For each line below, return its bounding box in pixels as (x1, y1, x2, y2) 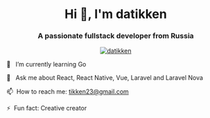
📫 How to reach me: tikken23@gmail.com (6, 87, 129, 96)
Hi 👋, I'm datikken (64, 6, 167, 22)
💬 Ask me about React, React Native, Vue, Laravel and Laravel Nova (6, 74, 204, 82)
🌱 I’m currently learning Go (6, 60, 87, 69)
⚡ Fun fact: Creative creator (6, 104, 87, 112)
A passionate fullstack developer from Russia (37, 31, 195, 41)
